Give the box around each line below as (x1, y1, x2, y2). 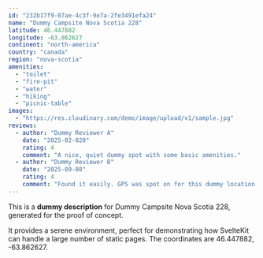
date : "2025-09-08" (22, 166, 87, 174)
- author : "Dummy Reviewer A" (15, 129, 114, 136)
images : (8, 107, 34, 115)
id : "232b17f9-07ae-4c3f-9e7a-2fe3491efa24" (8, 11, 157, 20)
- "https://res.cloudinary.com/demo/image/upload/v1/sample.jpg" (15, 114, 235, 122)
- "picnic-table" (15, 99, 72, 107)
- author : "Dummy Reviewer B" (15, 159, 114, 166)
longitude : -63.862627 (8, 33, 83, 42)
